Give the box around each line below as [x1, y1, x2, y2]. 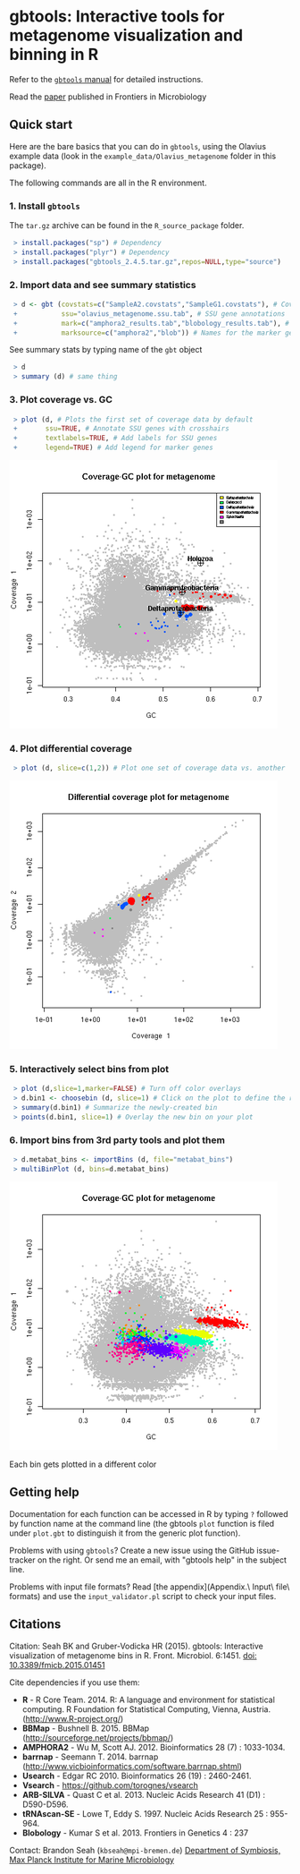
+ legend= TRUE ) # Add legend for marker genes [12, 443, 214, 453]
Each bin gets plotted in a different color [9, 1459, 157, 1469]
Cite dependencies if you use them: [9, 1676, 140, 1688]
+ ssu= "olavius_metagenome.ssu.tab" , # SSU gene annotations [12, 309, 286, 319]
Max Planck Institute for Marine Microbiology [9, 1854, 175, 1865]
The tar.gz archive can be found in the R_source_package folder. [9, 220, 245, 231]
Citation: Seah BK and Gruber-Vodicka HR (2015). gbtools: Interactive [9, 1640, 263, 1651]
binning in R [9, 45, 99, 64]
